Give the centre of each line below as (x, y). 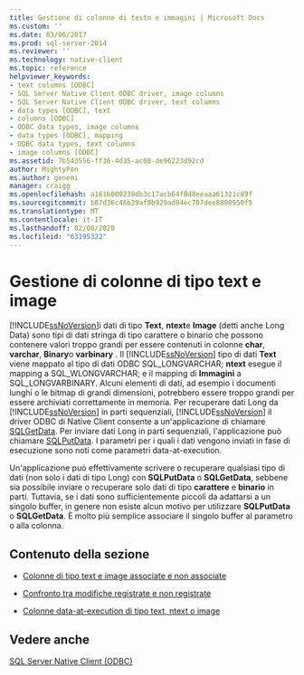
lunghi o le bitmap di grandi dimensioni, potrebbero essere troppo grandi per (152, 393)
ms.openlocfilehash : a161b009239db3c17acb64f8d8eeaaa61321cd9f (131, 195)
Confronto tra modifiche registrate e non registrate (117, 594)
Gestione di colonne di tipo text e (136, 281)
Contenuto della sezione (80, 554)
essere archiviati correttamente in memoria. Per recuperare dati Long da (144, 403)
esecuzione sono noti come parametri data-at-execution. (116, 451)
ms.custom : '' (36, 26)
